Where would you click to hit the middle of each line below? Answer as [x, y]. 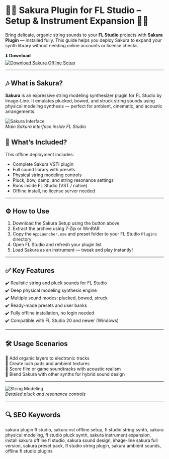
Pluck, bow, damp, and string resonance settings [63, 180]
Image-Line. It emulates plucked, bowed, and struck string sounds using [80, 100]
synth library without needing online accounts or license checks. [72, 45]
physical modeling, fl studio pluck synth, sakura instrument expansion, [78, 435]
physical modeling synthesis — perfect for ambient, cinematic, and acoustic [84, 106]
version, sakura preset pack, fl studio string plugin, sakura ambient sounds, [83, 445]
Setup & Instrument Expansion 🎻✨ [77, 21]
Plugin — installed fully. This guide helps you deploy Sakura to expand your [83, 40]
